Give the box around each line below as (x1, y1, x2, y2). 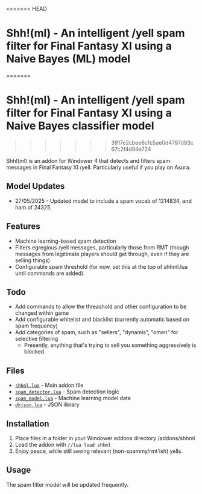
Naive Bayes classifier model (6, 119, 155, 133)
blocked (24, 348, 45, 355)
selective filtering (14, 335, 58, 343)
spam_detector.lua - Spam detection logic (14, 388, 119, 395)
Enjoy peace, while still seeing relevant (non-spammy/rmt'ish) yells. (14, 447, 183, 455)
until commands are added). (14, 269, 86, 277)
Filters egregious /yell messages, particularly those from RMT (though (14, 243, 189, 251)
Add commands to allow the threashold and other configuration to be (14, 303, 187, 311)
